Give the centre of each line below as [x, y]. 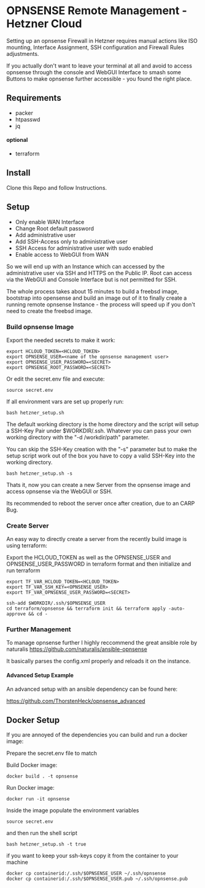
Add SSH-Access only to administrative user [71, 241]
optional [17, 140]
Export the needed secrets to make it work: [61, 340]
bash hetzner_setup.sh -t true [46, 844]
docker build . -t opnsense [42, 777]
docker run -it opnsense [38, 799]
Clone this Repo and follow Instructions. [57, 187]
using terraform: [27, 546]
